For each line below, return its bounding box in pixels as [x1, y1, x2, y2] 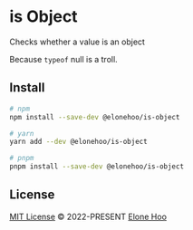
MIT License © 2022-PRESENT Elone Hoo [9, 211, 168, 222]
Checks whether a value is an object [9, 36, 145, 47]
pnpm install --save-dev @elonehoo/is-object [9, 162, 184, 171]
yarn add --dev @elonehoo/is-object [9, 138, 148, 147]
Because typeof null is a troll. [9, 53, 118, 64]
